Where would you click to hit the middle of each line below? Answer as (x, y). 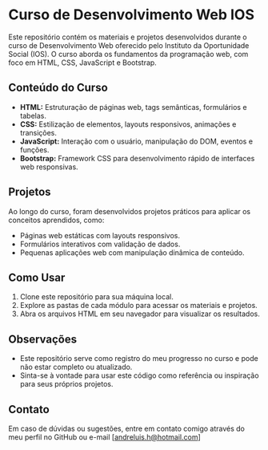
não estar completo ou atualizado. (76, 367)
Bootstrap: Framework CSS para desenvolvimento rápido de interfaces (137, 158)
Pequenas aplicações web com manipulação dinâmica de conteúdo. (132, 252)
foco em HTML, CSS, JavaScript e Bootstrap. (83, 63)
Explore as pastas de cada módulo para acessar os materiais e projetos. (138, 306)
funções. (34, 149)
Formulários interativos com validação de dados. (100, 244)
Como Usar (37, 277)
